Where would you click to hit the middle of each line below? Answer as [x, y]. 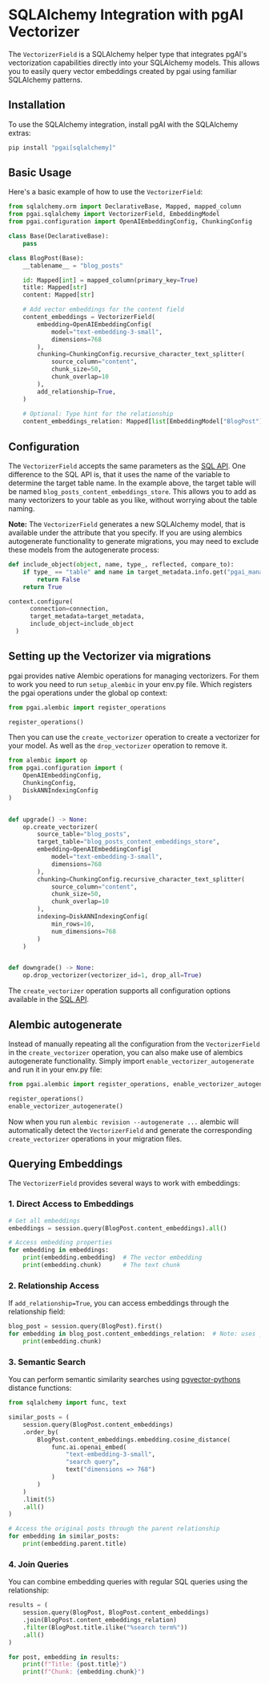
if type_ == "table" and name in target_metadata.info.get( [125, 572]
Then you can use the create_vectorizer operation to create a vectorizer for [134, 738]
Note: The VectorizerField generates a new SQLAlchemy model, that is [127, 524]
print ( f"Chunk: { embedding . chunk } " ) [84, 1672]
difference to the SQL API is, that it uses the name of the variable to [119, 474]
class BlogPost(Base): [46, 258]
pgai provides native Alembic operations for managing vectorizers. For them [134, 676]
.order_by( [41, 1432]
